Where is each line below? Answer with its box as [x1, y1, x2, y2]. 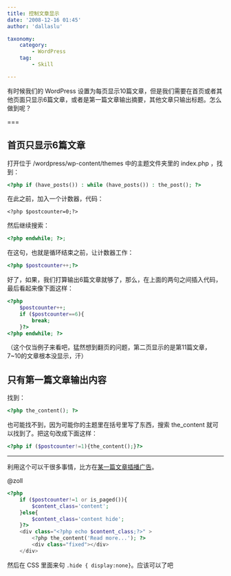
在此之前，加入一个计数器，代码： [7, 194, 104, 203]
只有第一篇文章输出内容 [7, 373, 107, 386]
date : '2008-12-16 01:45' [7, 17, 81, 23]
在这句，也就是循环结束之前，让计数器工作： [7, 249, 134, 257]
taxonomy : [7, 35, 36, 42]
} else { [19, 509, 38, 516]
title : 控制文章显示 [7, 10, 60, 17]
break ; [32, 317, 51, 324]
